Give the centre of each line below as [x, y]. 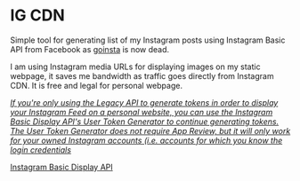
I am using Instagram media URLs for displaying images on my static [135, 67]
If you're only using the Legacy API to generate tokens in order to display [144, 102]
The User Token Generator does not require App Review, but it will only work [150, 130]
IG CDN [37, 16]
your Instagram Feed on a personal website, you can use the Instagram [142, 112]
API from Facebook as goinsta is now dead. [90, 49]
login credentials [41, 150]
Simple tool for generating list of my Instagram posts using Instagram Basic [148, 40]
